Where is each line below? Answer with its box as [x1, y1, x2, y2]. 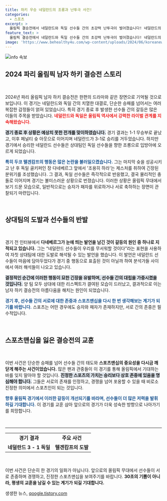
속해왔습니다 [5, 119, 30, 125]
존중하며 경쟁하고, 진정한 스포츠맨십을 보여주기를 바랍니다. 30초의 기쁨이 [10, 474, 152, 480]
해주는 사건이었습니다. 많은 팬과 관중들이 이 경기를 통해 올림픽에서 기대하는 [14, 366, 159, 372]
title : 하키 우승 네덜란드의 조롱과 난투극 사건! [5, 7, 92, 12]
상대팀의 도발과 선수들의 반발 [5, 215, 88, 224]
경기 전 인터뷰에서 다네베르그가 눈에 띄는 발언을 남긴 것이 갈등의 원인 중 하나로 [5, 239, 155, 245]
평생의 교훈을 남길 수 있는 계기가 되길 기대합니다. [11, 480, 104, 486]
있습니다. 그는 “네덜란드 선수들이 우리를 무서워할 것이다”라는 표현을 [18, 245, 149, 252]
